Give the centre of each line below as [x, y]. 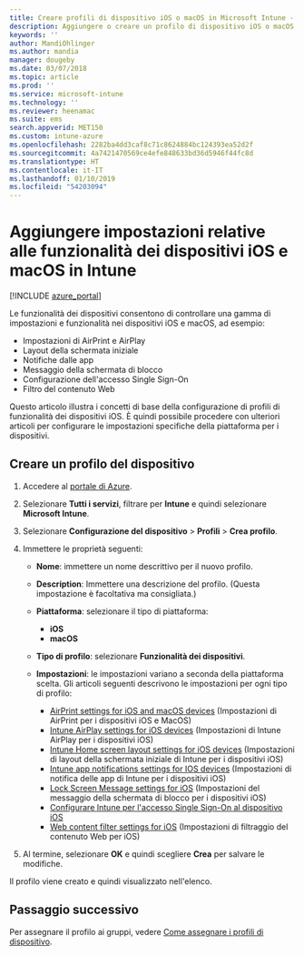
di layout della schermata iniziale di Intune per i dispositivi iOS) [167, 759]
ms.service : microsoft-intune [67, 94]
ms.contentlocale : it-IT [56, 170]
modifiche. [43, 863]
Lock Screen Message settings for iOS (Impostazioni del [155, 788]
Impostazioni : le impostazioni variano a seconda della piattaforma [160, 673]
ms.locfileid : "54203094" [58, 187]
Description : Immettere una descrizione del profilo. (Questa [148, 584]
